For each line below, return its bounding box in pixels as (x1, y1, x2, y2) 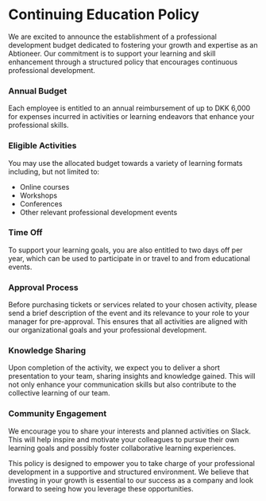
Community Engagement (8, 408, 107, 419)
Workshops (19, 191, 58, 200)
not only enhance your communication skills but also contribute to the (8, 380, 237, 390)
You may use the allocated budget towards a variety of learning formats (8, 158, 243, 168)
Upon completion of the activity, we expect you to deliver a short (8, 363, 221, 372)
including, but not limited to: (8, 167, 100, 176)
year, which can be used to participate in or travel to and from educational (8, 253, 250, 263)
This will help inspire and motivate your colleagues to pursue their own (8, 434, 240, 444)
